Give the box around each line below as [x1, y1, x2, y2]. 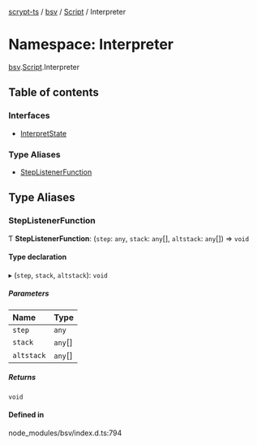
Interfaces [8, 110, 50, 121]
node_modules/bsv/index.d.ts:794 [8, 428, 122, 438]
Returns [8, 373, 36, 382]
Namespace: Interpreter [8, 36, 174, 54]
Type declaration [8, 252, 67, 262]
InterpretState [19, 128, 67, 138]
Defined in [8, 410, 45, 420]
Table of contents [8, 85, 99, 100]
